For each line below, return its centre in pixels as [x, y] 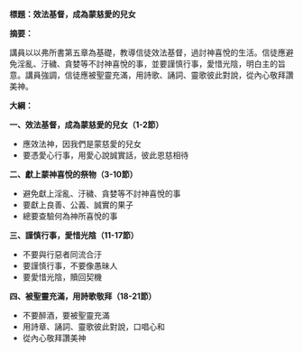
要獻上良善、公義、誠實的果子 [78, 205]
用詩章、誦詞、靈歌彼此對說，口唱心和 [93, 327]
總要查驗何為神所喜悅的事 [70, 216]
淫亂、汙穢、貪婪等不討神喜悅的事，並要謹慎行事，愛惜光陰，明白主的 [147, 64]
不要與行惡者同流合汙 [62, 255]
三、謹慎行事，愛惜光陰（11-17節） [74, 235]
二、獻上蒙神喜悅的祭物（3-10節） [73, 174]
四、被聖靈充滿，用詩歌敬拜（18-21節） [83, 296]
